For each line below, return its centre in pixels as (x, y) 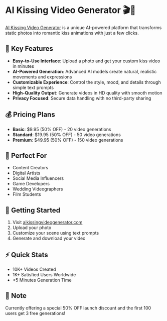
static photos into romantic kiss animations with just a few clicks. (72, 33)
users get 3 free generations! (35, 313)
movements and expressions (42, 77)
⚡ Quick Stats (27, 255)
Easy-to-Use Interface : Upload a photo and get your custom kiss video (86, 61)
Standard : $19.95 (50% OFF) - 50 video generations (67, 135)
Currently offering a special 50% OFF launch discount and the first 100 (78, 308)
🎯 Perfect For (26, 155)
